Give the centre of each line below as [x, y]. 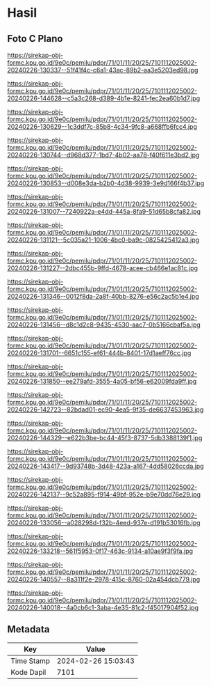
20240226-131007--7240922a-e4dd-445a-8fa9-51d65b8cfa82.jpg [104, 211]
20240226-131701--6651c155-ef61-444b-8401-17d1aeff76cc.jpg [99, 353]
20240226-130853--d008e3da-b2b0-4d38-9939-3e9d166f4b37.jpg [106, 183]
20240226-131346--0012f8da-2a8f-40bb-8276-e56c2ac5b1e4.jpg [103, 296]
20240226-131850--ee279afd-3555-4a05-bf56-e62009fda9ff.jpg [102, 381]
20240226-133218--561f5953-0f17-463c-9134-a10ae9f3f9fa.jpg [100, 551]
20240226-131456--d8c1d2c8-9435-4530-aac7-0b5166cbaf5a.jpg [104, 325]
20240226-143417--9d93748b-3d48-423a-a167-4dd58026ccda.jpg [105, 466]
